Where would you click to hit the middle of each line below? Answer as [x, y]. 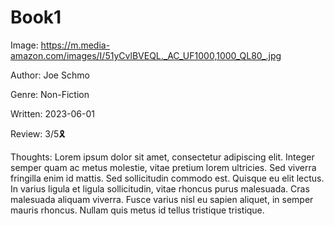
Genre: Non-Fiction [50, 94]
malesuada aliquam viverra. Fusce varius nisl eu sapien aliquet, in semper [162, 199]
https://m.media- [75, 45]
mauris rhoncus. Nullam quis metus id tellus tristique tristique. [137, 210]
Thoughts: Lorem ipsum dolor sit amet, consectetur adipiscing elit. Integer [162, 157]
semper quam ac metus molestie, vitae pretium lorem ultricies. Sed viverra [163, 167]
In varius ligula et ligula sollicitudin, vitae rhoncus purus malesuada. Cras [160, 188]
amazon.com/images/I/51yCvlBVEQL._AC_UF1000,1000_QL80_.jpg [146, 55]
